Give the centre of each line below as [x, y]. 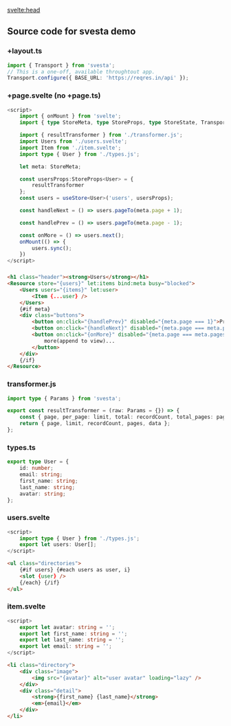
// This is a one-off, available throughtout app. [81, 71]
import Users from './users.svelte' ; [74, 141]
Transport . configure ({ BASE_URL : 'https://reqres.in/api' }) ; [98, 78]
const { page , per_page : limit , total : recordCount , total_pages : [117, 417]
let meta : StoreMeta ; [50, 167]
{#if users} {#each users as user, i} [75, 570]
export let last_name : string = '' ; [72, 640]
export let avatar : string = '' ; [67, 627]
